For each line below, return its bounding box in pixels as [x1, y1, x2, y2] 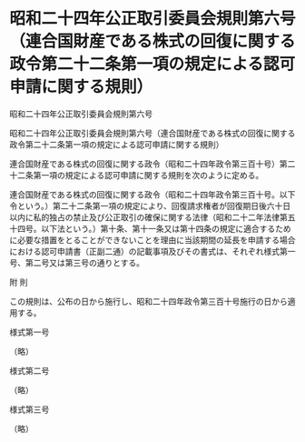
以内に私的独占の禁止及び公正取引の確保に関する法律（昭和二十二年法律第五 [9, 211, 296, 223]
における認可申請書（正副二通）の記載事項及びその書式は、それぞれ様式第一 [9, 246, 296, 256]
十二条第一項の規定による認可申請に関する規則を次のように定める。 [9, 169, 264, 180]
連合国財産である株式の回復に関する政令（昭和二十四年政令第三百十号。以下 [9, 188, 296, 200]
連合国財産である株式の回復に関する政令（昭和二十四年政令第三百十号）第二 [9, 158, 296, 169]
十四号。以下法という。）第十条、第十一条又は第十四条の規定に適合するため [9, 223, 292, 234]
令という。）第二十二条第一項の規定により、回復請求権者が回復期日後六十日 [9, 200, 291, 211]
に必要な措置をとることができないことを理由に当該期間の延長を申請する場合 [9, 234, 296, 246]
